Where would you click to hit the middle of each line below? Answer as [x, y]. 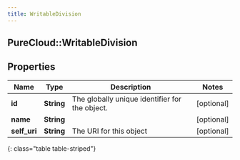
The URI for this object [110, 131]
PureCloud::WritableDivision [72, 43]
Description [131, 87]
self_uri [24, 131]
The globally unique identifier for [127, 99]
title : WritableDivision [44, 14]
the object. [90, 107]
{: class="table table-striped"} [52, 148]
